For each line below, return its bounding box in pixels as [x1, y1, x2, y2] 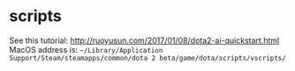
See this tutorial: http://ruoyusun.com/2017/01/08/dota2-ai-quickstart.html [9, 35, 280, 46]
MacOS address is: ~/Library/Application [9, 44, 163, 54]
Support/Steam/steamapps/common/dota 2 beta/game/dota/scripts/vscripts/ [9, 53, 287, 62]
